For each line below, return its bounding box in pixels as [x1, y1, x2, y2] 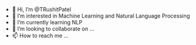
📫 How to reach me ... [12, 32, 69, 39]
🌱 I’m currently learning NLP [12, 19, 83, 26]
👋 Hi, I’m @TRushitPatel [12, 6, 72, 13]
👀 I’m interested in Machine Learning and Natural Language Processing [12, 12, 190, 19]
